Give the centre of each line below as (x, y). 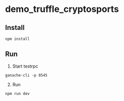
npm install (17, 39)
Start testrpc (25, 66)
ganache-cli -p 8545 (27, 75)
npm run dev (17, 94)
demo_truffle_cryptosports (62, 9)
